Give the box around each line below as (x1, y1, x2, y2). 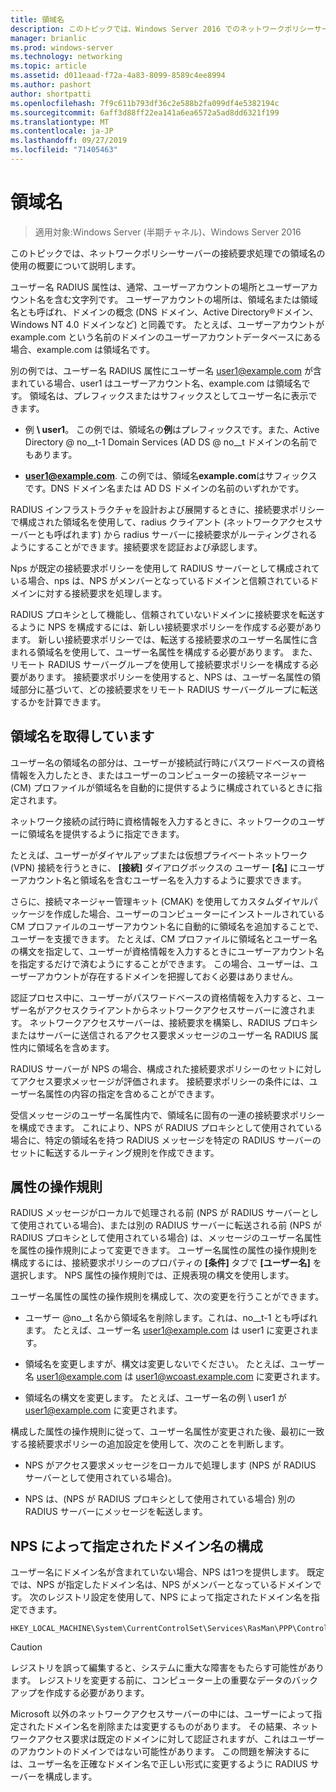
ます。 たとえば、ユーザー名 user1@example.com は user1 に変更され (24, 1324, 311, 1336)
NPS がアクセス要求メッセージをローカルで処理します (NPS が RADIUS (24, 1459, 317, 1471)
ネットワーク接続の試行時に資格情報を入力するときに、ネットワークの (10, 815, 300, 827)
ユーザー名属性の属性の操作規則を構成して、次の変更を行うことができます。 (10, 1291, 325, 1303)
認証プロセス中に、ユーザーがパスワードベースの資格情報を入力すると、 (10, 991, 308, 1003)
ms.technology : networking (10, 52, 123, 62)
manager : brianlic (10, 33, 87, 43)
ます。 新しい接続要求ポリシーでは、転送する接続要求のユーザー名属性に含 (10, 633, 318, 645)
